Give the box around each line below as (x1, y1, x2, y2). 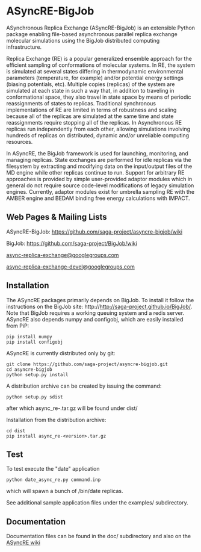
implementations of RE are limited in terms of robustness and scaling (6, 106, 177, 113)
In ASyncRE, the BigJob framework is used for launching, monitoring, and (6, 149, 188, 157)
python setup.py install (6, 371, 69, 377)
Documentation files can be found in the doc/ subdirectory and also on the (6, 533, 191, 540)
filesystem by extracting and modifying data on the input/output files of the (6, 163, 193, 170)
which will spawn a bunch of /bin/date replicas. (6, 488, 123, 495)
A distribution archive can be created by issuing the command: (6, 382, 162, 389)
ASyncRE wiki (6, 539, 41, 546)
